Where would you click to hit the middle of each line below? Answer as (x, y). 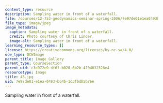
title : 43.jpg (19, 77)
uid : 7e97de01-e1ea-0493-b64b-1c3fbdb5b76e (50, 81)
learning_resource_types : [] (34, 45)
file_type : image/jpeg (28, 23)
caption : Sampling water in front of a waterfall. (62, 32)
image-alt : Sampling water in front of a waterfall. (64, 41)
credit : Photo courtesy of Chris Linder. (52, 37)
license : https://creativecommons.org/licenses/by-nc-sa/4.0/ (69, 50)
